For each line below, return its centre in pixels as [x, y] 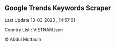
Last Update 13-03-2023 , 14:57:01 [40, 20]
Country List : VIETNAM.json [34, 30]
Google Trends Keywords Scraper [58, 8]
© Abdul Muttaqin [23, 39]
